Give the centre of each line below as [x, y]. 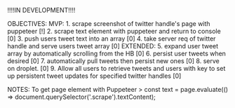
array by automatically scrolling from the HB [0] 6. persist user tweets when [117, 53]
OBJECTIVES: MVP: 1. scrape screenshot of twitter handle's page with [109, 23]
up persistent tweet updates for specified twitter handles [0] [94, 76]
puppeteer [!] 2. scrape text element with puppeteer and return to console [114, 31]
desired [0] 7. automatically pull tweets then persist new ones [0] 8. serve [113, 61]
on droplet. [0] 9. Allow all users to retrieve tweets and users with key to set [116, 68]
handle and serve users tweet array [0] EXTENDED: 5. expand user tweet [113, 46]
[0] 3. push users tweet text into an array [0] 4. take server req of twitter [112, 39]
